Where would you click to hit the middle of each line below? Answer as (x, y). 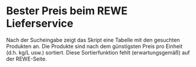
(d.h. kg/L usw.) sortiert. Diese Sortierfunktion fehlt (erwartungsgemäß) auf (98, 52)
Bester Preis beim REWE (67, 11)
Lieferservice (40, 23)
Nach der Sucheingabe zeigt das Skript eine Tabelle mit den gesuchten (93, 40)
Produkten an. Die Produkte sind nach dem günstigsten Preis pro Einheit (94, 46)
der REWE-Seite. (27, 59)
